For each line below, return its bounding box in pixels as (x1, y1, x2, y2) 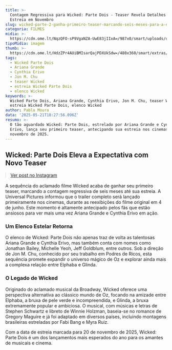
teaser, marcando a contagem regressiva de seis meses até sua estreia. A (5, 188, 161, 195)
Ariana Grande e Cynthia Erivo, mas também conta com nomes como (5, 240, 151, 246)
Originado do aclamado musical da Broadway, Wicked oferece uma (5, 286, 147, 293)
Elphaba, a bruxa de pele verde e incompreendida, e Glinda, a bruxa (5, 297, 149, 303)
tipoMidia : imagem (5, 41, 45, 46)
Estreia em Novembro (10, 17, 54, 22)
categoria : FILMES (5, 27, 45, 32)
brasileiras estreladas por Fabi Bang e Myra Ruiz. (5, 319, 109, 325)
